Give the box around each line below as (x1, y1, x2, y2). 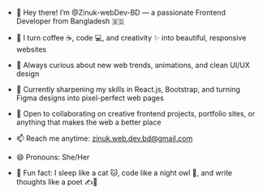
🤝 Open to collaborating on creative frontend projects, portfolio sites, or (15, 109, 256, 118)
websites (15, 45, 47, 54)
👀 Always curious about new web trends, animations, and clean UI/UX (15, 61, 250, 70)
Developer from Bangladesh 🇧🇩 (15, 16, 125, 26)
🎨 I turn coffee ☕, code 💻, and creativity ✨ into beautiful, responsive (15, 33, 247, 42)
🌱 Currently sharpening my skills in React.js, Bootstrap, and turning (15, 85, 241, 94)
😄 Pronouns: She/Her (15, 152, 90, 162)
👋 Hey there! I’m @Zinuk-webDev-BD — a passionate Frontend (15, 8, 226, 17)
